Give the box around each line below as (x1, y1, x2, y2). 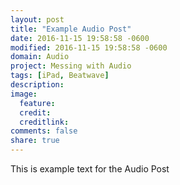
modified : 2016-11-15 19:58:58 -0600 (10, 42, 168, 53)
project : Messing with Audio (10, 61, 132, 71)
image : (10, 89, 38, 99)
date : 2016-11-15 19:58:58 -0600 (10, 33, 150, 43)
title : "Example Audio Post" (10, 24, 132, 34)
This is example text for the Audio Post (10, 163, 170, 175)
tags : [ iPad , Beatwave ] (10, 71, 110, 81)
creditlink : (19, 117, 70, 127)
